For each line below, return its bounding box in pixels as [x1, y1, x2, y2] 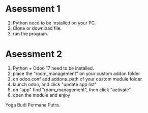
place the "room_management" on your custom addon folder [12, 70, 140, 77]
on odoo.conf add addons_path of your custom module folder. [12, 76, 143, 82]
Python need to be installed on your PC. [12, 20, 97, 26]
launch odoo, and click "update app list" [12, 81, 97, 87]
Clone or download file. [12, 25, 62, 31]
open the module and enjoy [12, 92, 70, 98]
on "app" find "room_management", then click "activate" [12, 87, 131, 93]
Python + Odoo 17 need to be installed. [12, 65, 94, 71]
